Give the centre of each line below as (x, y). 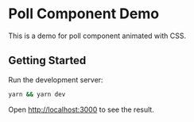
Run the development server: (56, 79)
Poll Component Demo (84, 14)
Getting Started (47, 61)
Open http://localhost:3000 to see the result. (81, 109)
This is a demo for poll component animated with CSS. (97, 36)
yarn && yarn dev (37, 94)
